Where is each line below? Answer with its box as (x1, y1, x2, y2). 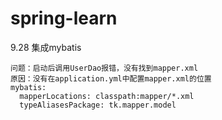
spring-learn (10, 7, 118, 30)
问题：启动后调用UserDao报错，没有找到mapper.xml (10, 63, 199, 73)
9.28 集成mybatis (10, 41, 82, 53)
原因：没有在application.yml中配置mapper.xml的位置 (10, 73, 212, 84)
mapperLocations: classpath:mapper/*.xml (19, 91, 195, 101)
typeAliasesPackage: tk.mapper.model (19, 100, 177, 110)
